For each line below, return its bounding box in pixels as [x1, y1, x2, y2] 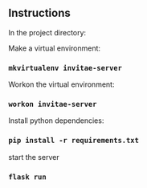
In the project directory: [8, 27, 87, 37]
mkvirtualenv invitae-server [8, 63, 123, 72]
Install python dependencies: [8, 116, 104, 125]
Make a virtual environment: [8, 43, 101, 53]
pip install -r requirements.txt [8, 136, 139, 145]
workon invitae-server [8, 100, 97, 109]
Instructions [8, 6, 71, 20]
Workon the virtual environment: [8, 80, 115, 89]
